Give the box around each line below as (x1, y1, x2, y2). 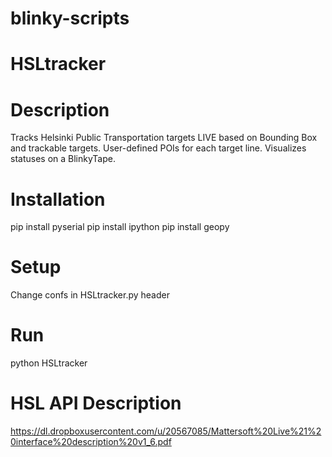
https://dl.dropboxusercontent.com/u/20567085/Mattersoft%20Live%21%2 (10, 425, 322, 437)
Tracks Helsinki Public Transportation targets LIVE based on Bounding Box (10, 132, 318, 144)
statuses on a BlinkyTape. (10, 153, 116, 165)
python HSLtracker (10, 357, 88, 369)
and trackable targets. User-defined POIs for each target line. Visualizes (10, 142, 307, 154)
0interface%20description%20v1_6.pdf (10, 436, 172, 448)
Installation (10, 188, 106, 211)
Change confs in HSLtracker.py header (10, 289, 170, 301)
